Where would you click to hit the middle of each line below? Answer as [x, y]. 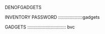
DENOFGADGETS [23, 7]
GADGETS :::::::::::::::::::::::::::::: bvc [40, 27]
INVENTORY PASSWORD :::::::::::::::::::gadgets [52, 17]
